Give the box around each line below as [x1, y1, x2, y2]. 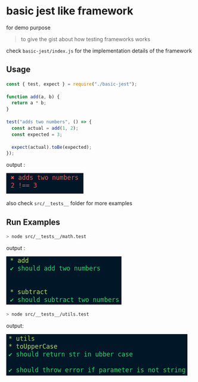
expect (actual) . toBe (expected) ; [11, 144, 92, 150]
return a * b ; [11, 100, 47, 106]
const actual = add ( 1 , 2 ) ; [11, 125, 79, 131]
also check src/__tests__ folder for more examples [6, 200, 132, 207]
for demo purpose [6, 24, 51, 31]
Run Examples [6, 217, 61, 227]
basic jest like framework [6, 4, 134, 18]
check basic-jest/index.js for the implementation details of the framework [6, 47, 193, 54]
